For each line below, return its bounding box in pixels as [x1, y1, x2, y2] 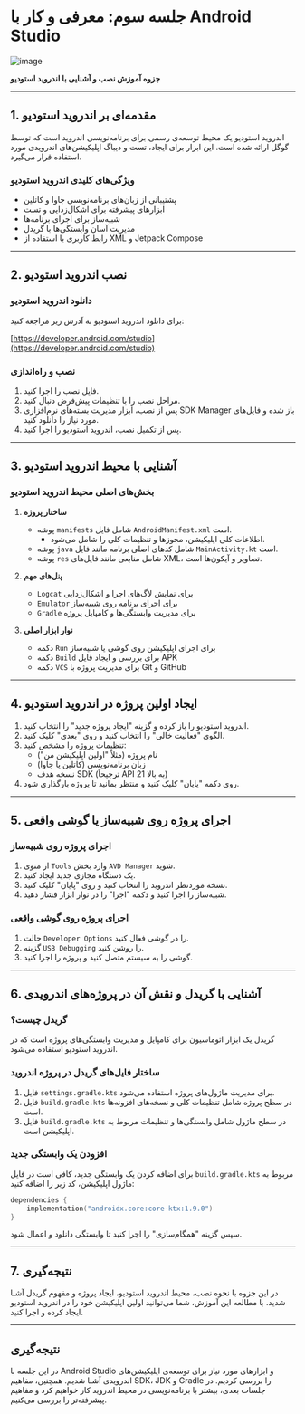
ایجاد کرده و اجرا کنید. [10, 1306, 84, 1318]
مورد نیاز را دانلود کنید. [23, 415, 99, 425]
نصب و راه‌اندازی [10, 365, 76, 377]
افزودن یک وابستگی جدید [10, 1148, 108, 1161]
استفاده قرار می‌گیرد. [10, 151, 82, 162]
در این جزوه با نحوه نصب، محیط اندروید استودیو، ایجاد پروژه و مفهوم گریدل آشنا [10, 1287, 279, 1298]
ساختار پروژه [23, 506, 67, 517]
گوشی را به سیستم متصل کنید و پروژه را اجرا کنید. [23, 951, 193, 962]
